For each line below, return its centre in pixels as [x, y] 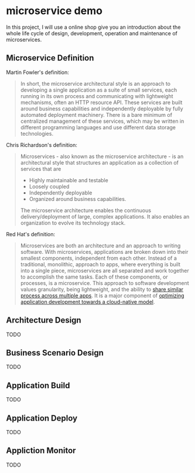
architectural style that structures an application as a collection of [99, 162]
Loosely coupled [49, 186]
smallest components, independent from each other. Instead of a [99, 258]
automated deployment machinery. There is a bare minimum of [96, 115]
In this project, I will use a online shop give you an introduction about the [93, 27]
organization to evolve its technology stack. [73, 223]
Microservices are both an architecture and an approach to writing [100, 246]
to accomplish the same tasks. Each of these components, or [94, 277]
